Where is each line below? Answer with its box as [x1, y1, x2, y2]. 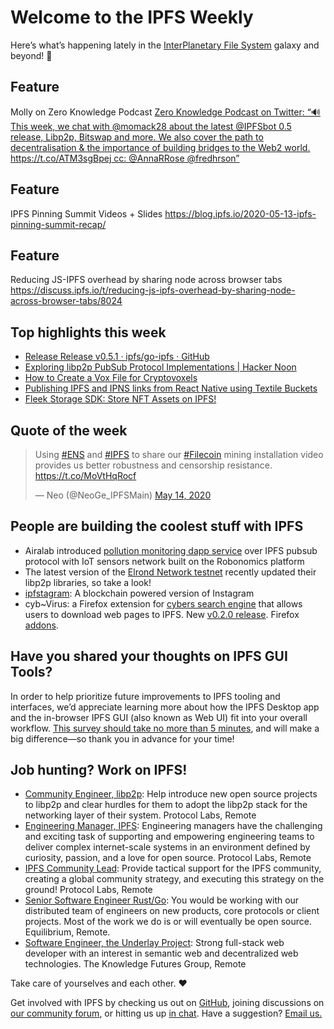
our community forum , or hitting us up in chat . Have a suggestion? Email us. [10, 1007, 323, 1020]
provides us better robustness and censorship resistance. [34, 459, 273, 471]
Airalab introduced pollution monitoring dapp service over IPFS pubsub [24, 544, 318, 556]
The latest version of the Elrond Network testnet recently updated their [24, 566, 317, 578]
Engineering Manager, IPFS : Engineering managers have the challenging [24, 820, 323, 832]
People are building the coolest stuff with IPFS [10, 518, 304, 535]
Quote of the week [10, 422, 128, 439]
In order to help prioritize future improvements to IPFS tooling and [10, 690, 281, 702]
